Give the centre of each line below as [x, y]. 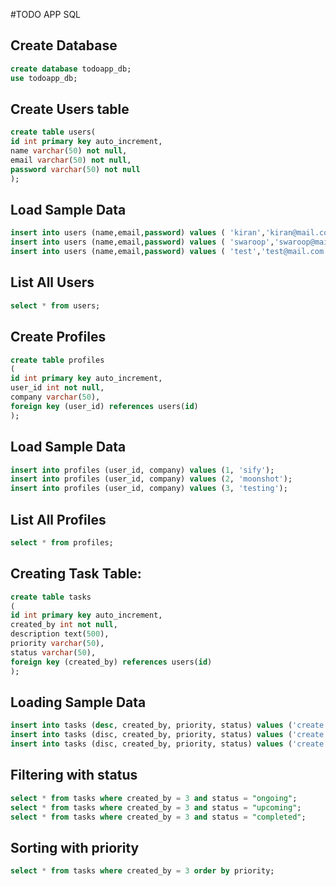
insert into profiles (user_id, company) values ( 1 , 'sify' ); [142, 470]
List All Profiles [58, 519]
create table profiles [57, 360]
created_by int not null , [64, 625]
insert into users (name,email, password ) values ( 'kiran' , [138, 233]
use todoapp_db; [44, 78]
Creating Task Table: [76, 574]
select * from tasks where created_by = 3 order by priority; [142, 871]
